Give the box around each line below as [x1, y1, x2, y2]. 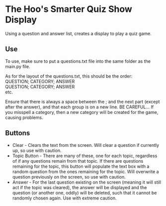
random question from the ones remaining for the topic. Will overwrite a [12, 168, 159, 175]
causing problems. [5, 114, 43, 120]
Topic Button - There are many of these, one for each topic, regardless [12, 153, 158, 159]
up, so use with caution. [12, 147, 62, 153]
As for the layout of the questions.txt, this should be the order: [5, 73, 133, 79]
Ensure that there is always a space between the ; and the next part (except [5, 99, 160, 104]
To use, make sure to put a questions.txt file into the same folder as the [5, 58, 151, 64]
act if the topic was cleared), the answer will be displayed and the [12, 184, 147, 190]
